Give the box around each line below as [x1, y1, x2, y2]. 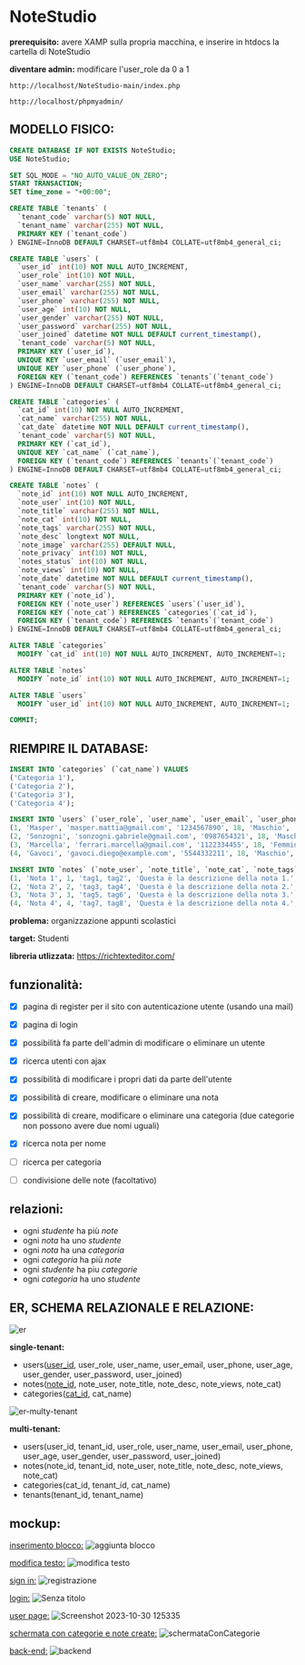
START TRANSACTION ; [9, 179, 84, 188]
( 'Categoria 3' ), [9, 790, 75, 799]
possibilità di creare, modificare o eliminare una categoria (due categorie [22, 1110, 295, 1121]
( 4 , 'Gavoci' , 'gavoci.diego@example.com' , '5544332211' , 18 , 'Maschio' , [9, 848, 295, 857]
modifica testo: [9, 1558, 65, 1569]
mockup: [9, 1515, 61, 1531]
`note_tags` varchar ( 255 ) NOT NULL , [17, 523, 156, 532]
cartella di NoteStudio [9, 45, 91, 56]
